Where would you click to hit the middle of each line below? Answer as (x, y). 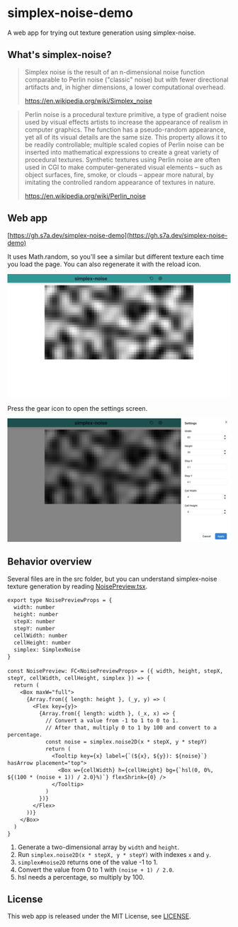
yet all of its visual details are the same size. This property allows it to (126, 137)
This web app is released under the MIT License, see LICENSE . (99, 916)
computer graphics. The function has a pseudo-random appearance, (125, 130)
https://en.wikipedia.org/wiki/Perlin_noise (85, 195)
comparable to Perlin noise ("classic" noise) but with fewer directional (126, 79)
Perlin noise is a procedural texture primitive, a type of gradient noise (125, 114)
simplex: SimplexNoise (47, 649)
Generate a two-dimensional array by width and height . (98, 847)
